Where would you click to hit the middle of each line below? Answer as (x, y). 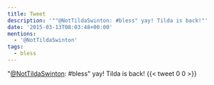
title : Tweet (27, 14)
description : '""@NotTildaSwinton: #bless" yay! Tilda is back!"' (108, 21)
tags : (15, 47)
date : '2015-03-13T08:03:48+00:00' (60, 27)
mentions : (22, 34)
